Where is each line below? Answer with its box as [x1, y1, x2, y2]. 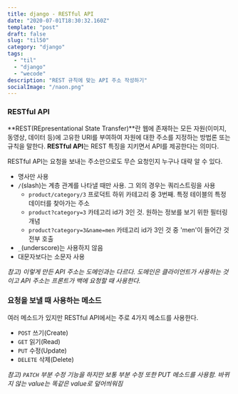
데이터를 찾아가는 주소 [28, 199, 90, 207]
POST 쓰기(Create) [17, 328, 69, 337]
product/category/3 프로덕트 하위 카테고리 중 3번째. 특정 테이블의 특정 [28, 190, 227, 198]
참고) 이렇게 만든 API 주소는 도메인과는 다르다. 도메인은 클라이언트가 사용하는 [7, 267, 222, 276]
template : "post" [7, 24, 59, 31]
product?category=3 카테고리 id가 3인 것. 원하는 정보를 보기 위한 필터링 [28, 207, 228, 216]
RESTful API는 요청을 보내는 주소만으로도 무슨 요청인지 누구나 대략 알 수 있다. [7, 157, 223, 165]
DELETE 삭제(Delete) [17, 355, 75, 363]
